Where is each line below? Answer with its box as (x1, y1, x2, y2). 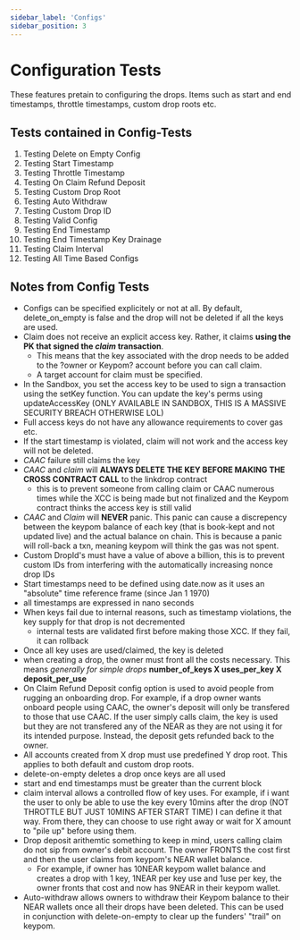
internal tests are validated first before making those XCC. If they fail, (36, 626, 291, 637)
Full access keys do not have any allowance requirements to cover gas (22, 417, 284, 428)
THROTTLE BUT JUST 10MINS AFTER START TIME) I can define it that (22, 807, 282, 817)
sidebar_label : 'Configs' (10, 13, 106, 22)
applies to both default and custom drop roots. (22, 759, 195, 770)
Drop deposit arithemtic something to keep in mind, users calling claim (22, 835, 283, 846)
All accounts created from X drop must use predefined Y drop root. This (22, 749, 288, 760)
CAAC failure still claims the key (22, 455, 141, 466)
